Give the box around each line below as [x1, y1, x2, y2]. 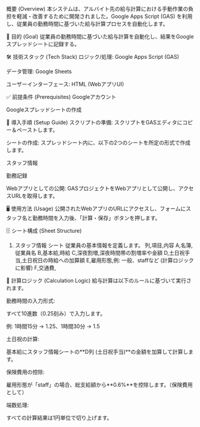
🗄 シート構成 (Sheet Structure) [6, 227, 82, 234]
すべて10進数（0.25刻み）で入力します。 [6, 310, 106, 317]
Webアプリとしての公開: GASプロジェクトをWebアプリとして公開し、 [6, 185, 178, 192]
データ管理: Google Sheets [6, 68, 72, 75]
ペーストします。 [16, 127, 58, 133]
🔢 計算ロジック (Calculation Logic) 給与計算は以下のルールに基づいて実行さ [6, 277, 192, 284]
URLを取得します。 [11, 193, 58, 199]
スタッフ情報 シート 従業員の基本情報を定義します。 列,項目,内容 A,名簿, [14, 242, 193, 249]
